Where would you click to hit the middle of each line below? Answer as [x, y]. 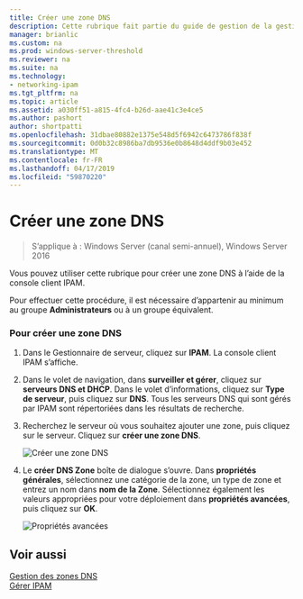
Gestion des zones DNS [53, 576]
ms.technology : [38, 77]
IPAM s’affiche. [50, 362]
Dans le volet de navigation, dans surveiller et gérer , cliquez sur [142, 380]
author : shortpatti [46, 127]
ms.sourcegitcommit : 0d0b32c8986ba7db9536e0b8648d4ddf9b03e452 [131, 143]
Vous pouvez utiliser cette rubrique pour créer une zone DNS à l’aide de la [147, 273]
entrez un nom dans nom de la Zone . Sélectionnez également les [143, 490]
